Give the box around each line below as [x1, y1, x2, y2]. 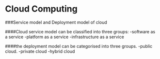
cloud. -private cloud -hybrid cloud [5, 48, 75, 54]
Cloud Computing [5, 3, 78, 15]
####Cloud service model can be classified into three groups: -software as [5, 29, 156, 34]
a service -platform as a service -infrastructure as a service [5, 34, 125, 40]
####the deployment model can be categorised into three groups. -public [5, 43, 153, 49]
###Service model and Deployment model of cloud [5, 19, 108, 25]
